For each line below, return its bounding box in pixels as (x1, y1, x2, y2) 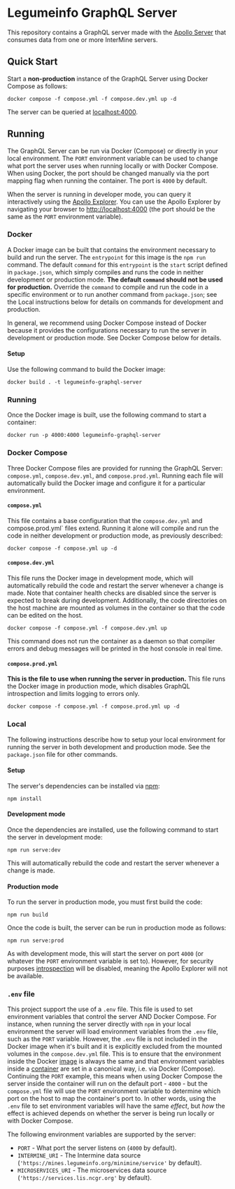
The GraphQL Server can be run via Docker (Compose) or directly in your (7, 146, 219, 155)
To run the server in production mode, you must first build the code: (7, 898, 203, 906)
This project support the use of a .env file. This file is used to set (7, 1005, 194, 1013)
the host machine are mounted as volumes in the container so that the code (7, 604, 225, 612)
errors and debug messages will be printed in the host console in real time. (7, 644, 223, 653)
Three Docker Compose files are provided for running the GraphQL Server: (7, 464, 223, 472)
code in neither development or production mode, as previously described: (7, 531, 223, 540)
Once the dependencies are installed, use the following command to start (7, 825, 219, 834)
